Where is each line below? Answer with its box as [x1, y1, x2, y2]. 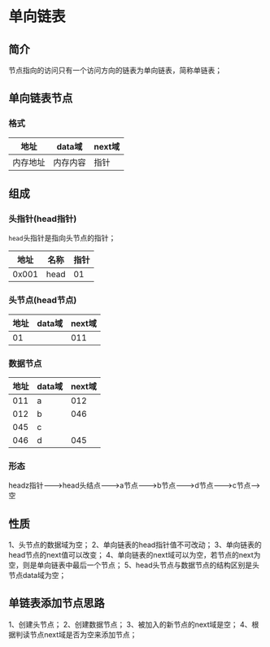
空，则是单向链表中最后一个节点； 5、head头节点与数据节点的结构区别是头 [8, 560, 260, 570]
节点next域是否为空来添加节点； [29, 629, 137, 639]
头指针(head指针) [8, 213, 77, 224]
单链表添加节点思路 [8, 597, 105, 610]
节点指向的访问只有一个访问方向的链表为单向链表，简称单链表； [8, 66, 222, 75]
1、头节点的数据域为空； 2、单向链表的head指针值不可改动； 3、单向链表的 [8, 540, 262, 549]
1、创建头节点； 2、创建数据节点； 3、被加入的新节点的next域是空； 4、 [8, 619, 252, 629]
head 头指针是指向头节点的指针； [8, 233, 116, 243]
